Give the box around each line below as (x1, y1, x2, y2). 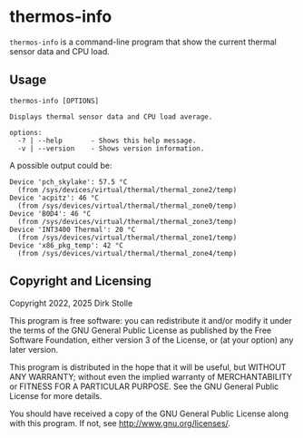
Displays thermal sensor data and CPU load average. (9, 112, 213, 122)
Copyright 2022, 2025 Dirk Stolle (9, 297, 133, 308)
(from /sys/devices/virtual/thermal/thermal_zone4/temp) (17, 248, 238, 258)
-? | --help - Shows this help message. (17, 136, 197, 145)
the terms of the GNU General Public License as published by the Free (9, 325, 272, 336)
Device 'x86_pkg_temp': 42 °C (9, 240, 124, 250)
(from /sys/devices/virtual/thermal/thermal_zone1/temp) (17, 233, 238, 242)
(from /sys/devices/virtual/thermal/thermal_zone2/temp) (17, 185, 238, 194)
